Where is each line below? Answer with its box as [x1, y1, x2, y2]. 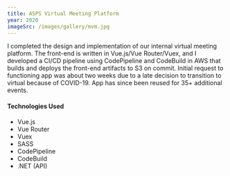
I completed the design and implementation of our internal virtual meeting [7, 42, 217, 51]
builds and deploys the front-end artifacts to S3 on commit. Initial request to [7, 64, 224, 73]
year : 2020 [7, 17, 39, 24]
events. [7, 86, 28, 94]
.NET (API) [17, 161, 48, 170]
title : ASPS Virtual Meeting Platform [7, 10, 119, 17]
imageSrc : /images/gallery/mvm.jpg [7, 23, 110, 30]
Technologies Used [7, 102, 64, 110]
